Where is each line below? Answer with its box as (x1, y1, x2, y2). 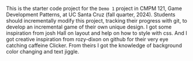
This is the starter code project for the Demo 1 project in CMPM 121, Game (6, 5, 182, 12)
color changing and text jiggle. (6, 48, 80, 55)
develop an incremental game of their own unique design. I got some (6, 23, 172, 30)
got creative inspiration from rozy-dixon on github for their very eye (6, 36, 168, 42)
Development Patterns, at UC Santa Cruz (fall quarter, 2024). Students (6, 11, 175, 18)
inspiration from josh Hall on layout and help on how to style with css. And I (6, 30, 187, 37)
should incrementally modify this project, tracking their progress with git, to (6, 17, 187, 24)
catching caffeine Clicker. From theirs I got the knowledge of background (6, 42, 182, 49)
